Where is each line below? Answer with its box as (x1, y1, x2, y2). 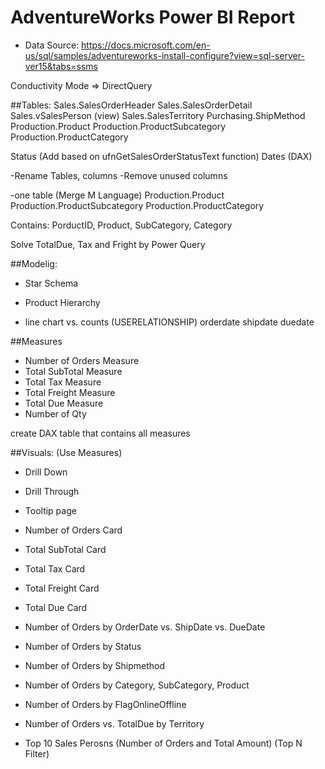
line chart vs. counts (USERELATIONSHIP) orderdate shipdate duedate (24, 316, 315, 328)
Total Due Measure (24, 397, 104, 409)
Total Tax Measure (24, 376, 102, 388)
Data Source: (24, 39, 80, 51)
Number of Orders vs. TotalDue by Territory (24, 717, 205, 730)
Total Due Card (24, 601, 88, 613)
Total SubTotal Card (24, 543, 107, 555)
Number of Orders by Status (24, 640, 142, 652)
